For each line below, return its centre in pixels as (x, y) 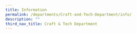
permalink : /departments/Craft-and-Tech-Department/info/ (68, 14)
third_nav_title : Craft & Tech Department (51, 24)
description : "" (23, 19)
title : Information (26, 10)
